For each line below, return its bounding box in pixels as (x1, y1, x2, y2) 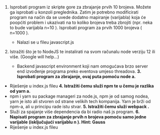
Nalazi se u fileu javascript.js (16, 39, 74, 45)
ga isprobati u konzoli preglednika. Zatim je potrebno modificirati (9, 9, 139, 15)
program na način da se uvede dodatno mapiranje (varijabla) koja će (9, 15, 146, 20)
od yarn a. (9, 88, 31, 94)
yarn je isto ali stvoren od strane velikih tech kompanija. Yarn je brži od (9, 99, 151, 104)
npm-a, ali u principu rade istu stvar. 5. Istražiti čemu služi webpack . (9, 104, 149, 109)
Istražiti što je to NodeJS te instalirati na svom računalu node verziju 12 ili (9, 49, 155, 54)
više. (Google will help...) (9, 54, 60, 60)
